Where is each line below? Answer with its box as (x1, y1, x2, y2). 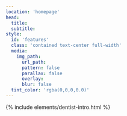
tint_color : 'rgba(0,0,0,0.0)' (11, 87, 90, 93)
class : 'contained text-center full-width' (11, 43, 122, 49)
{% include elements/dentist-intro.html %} (5, 103, 111, 111)
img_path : (16, 53, 42, 60)
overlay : (21, 76, 44, 82)
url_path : (21, 59, 46, 65)
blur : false (21, 82, 52, 88)
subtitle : (11, 25, 36, 32)
